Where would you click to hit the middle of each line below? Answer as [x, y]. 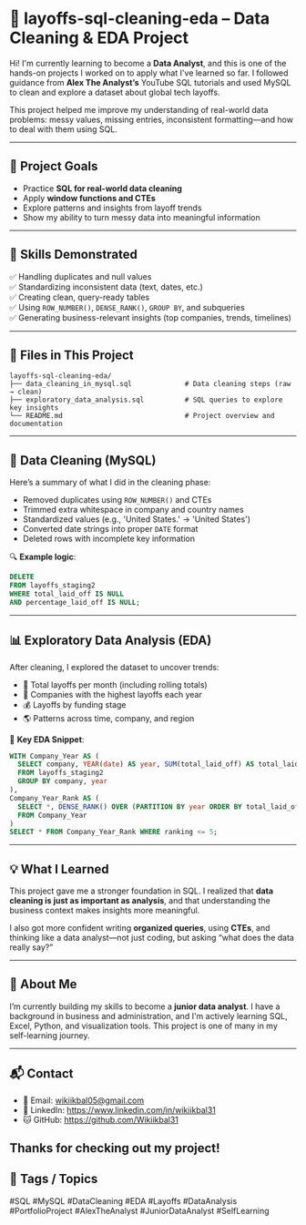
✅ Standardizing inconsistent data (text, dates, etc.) [106, 287]
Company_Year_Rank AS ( [55, 798]
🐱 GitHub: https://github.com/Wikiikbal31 [101, 1119]
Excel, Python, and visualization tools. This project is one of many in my [143, 1026]
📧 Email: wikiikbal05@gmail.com [83, 1100]
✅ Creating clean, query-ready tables [80, 297]
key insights [34, 408]
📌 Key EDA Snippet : [47, 739]
